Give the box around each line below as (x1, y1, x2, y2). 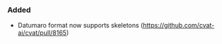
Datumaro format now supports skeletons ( (17, 21, 143, 30)
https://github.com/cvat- (143, 21, 215, 30)
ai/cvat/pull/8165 (17, 28, 67, 37)
